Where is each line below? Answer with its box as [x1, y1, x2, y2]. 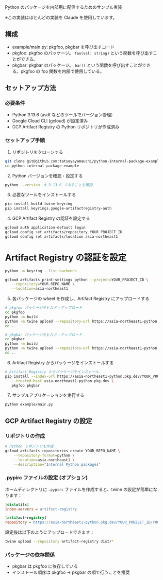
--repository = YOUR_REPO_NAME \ [11, 281, 75, 287]
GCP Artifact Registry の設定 [5, 417, 93, 425]
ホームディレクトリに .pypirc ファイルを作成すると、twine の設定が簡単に [5, 486, 154, 492]
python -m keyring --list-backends [5, 268, 77, 273]
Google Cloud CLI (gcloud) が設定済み [12, 118, 88, 123]
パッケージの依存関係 [5, 551, 55, 558]
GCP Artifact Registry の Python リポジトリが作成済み [12, 123, 120, 130]
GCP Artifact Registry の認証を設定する [12, 215, 91, 221]
